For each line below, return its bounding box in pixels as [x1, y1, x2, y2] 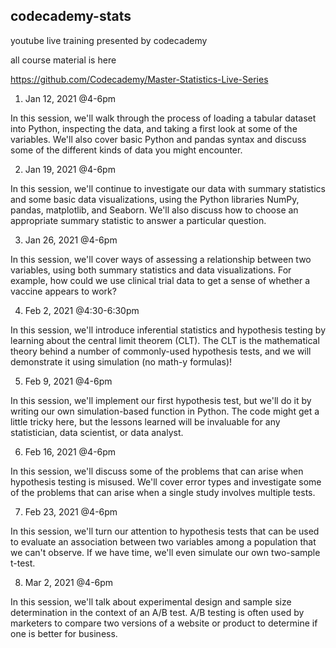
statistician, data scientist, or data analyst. [10, 426, 184, 438]
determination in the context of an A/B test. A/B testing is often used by [10, 606, 305, 618]
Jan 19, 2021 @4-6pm [24, 163, 116, 175]
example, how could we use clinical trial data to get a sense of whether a [10, 274, 311, 286]
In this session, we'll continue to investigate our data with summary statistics [10, 182, 326, 194]
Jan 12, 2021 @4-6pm [24, 92, 117, 104]
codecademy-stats [10, 8, 132, 25]
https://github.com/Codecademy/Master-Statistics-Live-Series [10, 73, 269, 85]
